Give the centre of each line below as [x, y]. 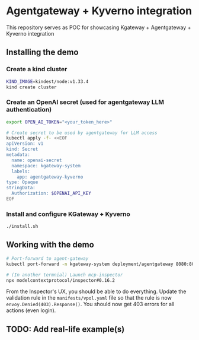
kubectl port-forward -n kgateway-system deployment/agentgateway [90, 264]
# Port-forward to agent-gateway [47, 258]
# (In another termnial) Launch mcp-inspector [65, 275]
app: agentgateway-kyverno [50, 177]
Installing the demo [42, 53]
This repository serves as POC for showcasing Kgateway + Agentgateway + [99, 27]
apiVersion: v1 [25, 144]
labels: [21, 171]
